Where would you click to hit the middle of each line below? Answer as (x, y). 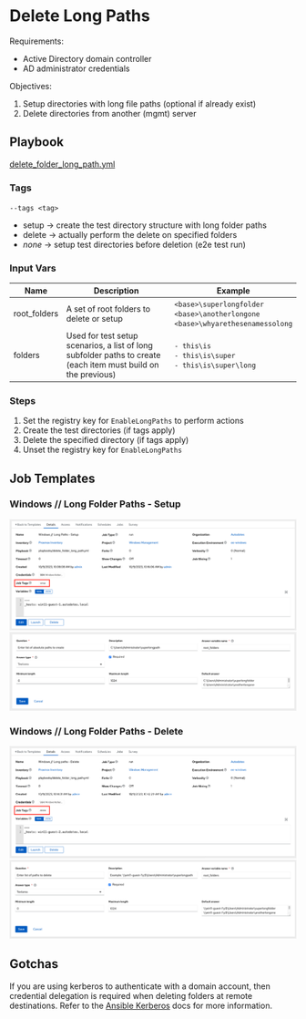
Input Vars (33, 268)
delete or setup (94, 318)
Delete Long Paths (80, 16)
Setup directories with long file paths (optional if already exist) (139, 103)
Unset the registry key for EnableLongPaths (102, 450)
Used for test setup (102, 336)
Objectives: (31, 86)
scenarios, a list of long (109, 345)
